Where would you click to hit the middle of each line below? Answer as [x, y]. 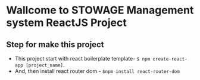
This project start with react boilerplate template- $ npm [82, 59]
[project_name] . [45, 65]
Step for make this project [55, 44]
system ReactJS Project [66, 23]
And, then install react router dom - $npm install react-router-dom [97, 71]
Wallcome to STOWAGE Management [100, 10]
